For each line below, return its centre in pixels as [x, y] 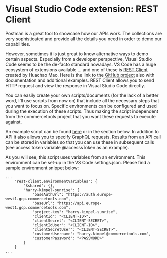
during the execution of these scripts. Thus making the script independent [82, 111]
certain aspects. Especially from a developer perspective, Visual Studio [79, 59]
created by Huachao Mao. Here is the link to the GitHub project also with [80, 75]
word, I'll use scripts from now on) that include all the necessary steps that [82, 100]
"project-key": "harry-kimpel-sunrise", [75, 212]
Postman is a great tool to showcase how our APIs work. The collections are [84, 33]
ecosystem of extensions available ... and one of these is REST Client [76, 70]
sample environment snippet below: [42, 168]
